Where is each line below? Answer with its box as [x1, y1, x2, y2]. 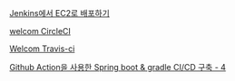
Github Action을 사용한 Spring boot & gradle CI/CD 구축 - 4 [9, 62, 227, 72]
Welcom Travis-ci [9, 43, 75, 54]
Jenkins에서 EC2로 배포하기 [9, 8, 111, 18]
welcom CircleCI [9, 26, 71, 36]
